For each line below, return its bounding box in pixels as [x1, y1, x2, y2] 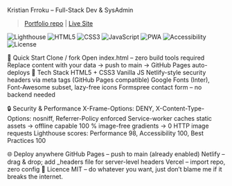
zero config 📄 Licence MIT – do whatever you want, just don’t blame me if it [7, 165, 223, 173]
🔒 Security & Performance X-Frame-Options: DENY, [7, 104, 154, 112]
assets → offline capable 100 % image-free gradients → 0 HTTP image [7, 121, 209, 130]
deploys [7, 69, 30, 76]
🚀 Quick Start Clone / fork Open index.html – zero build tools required [7, 53, 205, 62]
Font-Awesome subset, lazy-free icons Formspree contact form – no [7, 83, 202, 91]
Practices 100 [7, 137, 46, 144]
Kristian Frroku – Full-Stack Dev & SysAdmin [7, 6, 134, 14]
